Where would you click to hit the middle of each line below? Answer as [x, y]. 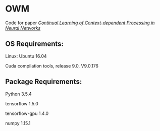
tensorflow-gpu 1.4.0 [27, 113]
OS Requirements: [35, 44]
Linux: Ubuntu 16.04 [26, 56]
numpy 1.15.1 [18, 123]
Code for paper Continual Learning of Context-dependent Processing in [80, 23]
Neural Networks [23, 28]
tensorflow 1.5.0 [22, 103]
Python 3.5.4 [18, 94]
